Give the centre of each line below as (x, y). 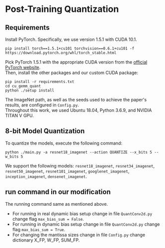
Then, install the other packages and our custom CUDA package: (72, 73)
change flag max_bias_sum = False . (48, 219)
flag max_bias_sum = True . (39, 229)
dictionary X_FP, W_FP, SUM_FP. (46, 240)
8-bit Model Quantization (45, 131)
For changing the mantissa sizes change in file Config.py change (79, 235)
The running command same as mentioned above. (57, 204)
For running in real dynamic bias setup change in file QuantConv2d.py (82, 213)
